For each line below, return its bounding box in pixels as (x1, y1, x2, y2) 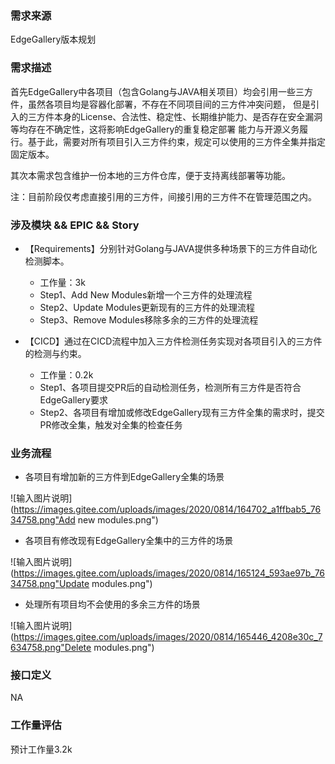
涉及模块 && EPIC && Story (10, 218, 140, 232)
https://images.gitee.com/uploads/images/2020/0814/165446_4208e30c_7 (13, 631, 323, 643)
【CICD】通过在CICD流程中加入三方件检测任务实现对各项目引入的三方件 (24, 335, 323, 347)
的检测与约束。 (24, 347, 87, 359)
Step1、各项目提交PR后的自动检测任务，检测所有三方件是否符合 (39, 381, 302, 393)
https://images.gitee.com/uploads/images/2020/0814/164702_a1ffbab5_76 (13, 503, 322, 516)
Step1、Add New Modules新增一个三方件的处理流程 (39, 288, 253, 301)
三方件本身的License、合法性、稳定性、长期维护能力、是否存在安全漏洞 (27, 110, 323, 122)
